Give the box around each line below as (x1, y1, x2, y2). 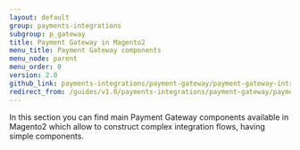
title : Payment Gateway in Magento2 (9, 37, 146, 47)
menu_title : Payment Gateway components (9, 46, 162, 55)
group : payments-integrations (9, 21, 122, 30)
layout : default (9, 12, 70, 22)
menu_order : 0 (9, 63, 62, 72)
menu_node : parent (9, 54, 78, 63)
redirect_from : (9, 87, 66, 96)
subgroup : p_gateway (9, 29, 87, 38)
